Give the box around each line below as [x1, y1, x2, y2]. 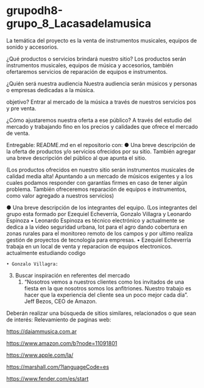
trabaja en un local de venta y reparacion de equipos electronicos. [6, 242, 172, 250]
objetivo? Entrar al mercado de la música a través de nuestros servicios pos [6, 98, 197, 106]
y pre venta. [6, 104, 37, 112]
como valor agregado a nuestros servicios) [6, 192, 114, 199]
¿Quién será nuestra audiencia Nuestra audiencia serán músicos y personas [6, 80, 197, 87]
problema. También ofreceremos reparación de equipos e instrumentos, [6, 185, 187, 193]
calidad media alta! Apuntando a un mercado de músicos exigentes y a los [6, 172, 193, 180]
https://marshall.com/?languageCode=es [6, 363, 110, 370]
